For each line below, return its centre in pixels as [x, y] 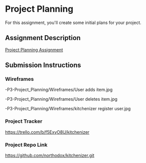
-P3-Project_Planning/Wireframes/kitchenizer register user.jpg [68, 109]
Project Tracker [24, 121]
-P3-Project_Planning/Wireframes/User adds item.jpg [59, 90]
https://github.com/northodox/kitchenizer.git [50, 156]
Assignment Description [43, 38]
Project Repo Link [26, 144]
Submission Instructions [43, 65]
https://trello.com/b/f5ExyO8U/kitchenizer [47, 132]
